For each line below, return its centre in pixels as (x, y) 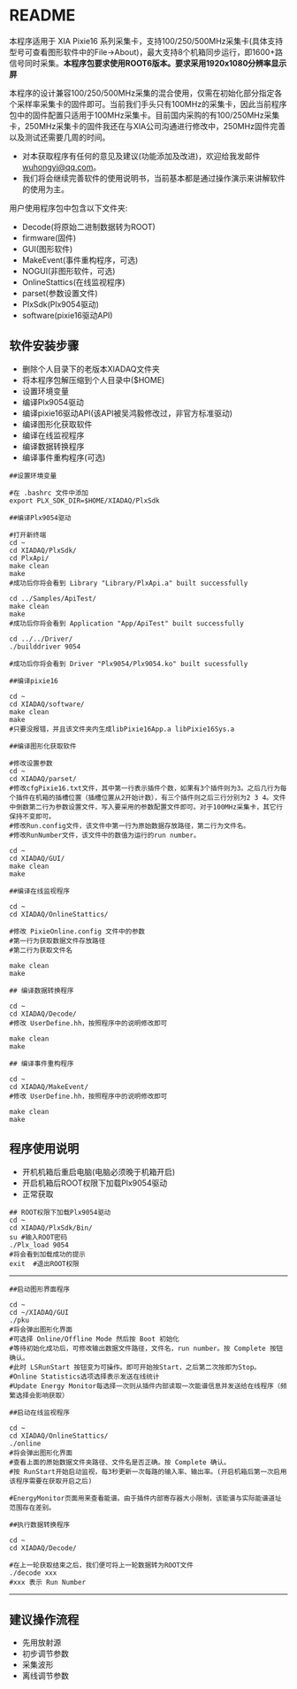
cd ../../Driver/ (41, 639)
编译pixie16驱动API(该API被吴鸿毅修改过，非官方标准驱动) (127, 413)
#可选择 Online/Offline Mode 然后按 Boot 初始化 (94, 1339)
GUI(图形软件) (47, 249)
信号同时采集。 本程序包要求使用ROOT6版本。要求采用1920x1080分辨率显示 (148, 63)
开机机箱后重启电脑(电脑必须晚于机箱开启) (99, 1171)
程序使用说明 (44, 1149)
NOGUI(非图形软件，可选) (69, 271)
